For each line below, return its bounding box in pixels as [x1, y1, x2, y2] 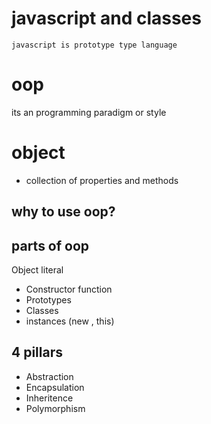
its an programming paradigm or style [11, 106, 167, 118]
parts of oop [11, 237, 90, 254]
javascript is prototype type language [11, 40, 178, 50]
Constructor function [25, 283, 113, 296]
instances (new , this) [25, 315, 115, 327]
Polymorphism [25, 402, 86, 414]
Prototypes [25, 294, 72, 306]
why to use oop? [11, 203, 116, 221]
